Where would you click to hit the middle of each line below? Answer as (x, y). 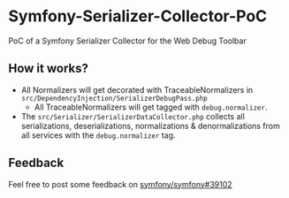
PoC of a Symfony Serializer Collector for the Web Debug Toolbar (127, 41)
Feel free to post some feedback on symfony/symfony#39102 (120, 184)
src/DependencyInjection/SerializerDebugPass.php (114, 98)
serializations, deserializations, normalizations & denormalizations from (150, 126)
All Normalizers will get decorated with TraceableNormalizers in (137, 89)
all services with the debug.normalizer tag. (98, 135)
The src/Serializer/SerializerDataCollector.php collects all (133, 116)
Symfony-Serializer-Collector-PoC (138, 16)
